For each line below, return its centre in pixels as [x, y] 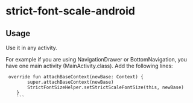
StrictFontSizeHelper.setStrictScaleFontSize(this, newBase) [106, 87]
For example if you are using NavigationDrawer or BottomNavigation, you [96, 59]
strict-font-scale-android [70, 11]
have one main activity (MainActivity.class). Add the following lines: [89, 66]
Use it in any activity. [32, 48]
